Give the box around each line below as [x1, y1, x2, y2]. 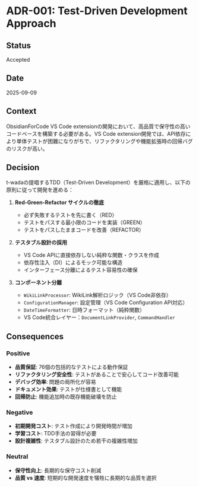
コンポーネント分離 [14, 279, 62, 286]
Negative [6, 408, 33, 416]
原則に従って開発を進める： [6, 186, 74, 193]
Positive [6, 349, 30, 357]
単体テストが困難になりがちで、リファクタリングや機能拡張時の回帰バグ [16, 138, 193, 145]
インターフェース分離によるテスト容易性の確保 [23, 266, 138, 273]
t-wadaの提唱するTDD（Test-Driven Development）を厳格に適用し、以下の [6, 179, 191, 186]
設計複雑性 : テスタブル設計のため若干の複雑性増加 [14, 437, 138, 444]
